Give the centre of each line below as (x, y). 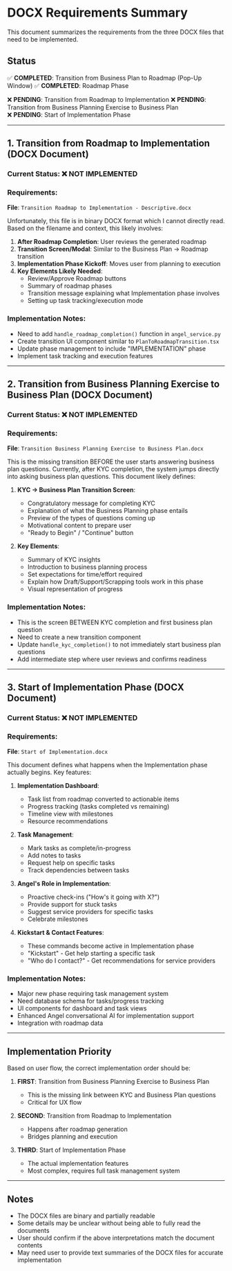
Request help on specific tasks (71, 863)
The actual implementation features (78, 1164)
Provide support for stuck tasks (72, 904)
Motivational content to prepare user (79, 525)
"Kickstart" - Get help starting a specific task (91, 954)
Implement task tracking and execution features (85, 356)
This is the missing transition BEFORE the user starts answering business (111, 462)
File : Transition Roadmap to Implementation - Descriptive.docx (99, 208)
